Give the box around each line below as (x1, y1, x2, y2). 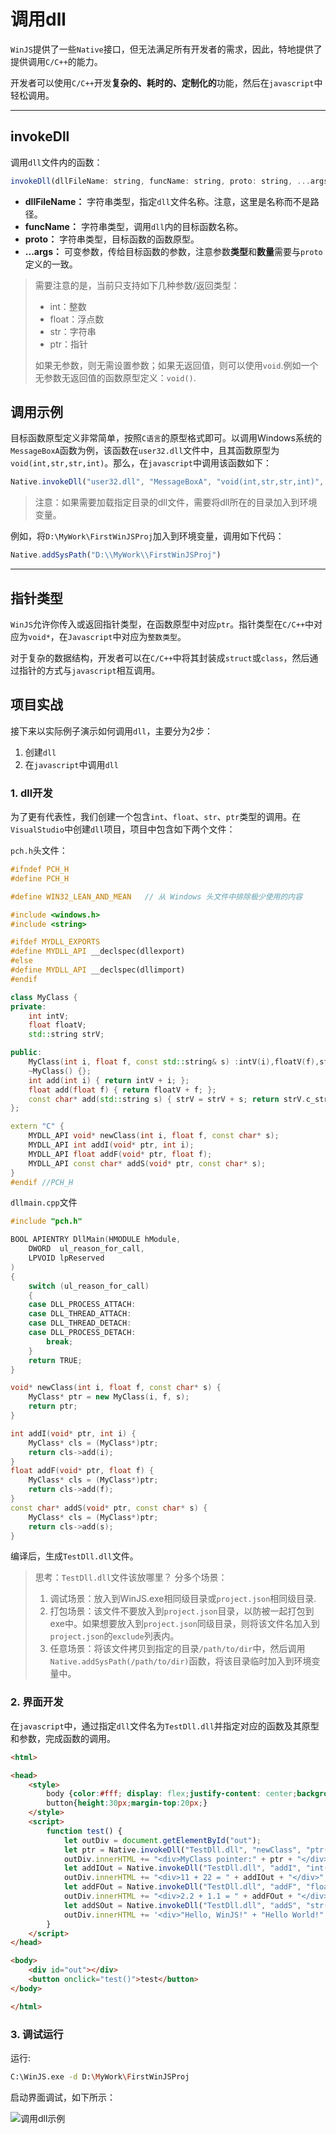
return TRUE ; (28, 1355, 83, 1365)
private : (10, 1001, 47, 1012)
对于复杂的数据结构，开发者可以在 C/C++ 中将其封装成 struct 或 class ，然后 (10, 652, 310, 664)
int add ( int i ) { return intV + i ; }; (28, 1075, 190, 1085)
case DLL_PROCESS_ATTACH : (28, 1300, 137, 1310)
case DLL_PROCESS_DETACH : (28, 1328, 137, 1338)
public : (10, 1048, 43, 1058)
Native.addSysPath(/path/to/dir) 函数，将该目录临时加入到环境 (49, 1655, 312, 1667)
